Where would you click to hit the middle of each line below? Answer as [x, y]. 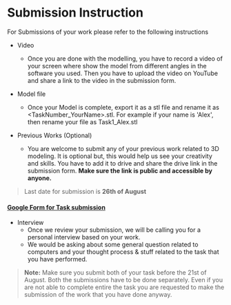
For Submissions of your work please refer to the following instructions [108, 32]
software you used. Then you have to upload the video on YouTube [123, 73]
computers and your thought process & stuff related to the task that [123, 252]
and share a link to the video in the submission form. [102, 80]
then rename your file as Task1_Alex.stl [82, 121]
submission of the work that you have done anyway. [98, 295]
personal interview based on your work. [84, 237]
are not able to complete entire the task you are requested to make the [124, 287]
